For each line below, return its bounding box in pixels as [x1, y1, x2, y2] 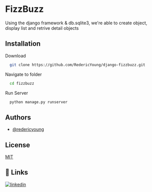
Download [5, 53, 26, 59]
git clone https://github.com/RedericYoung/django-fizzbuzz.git [9, 62, 146, 67]
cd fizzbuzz [9, 81, 35, 86]
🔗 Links [5, 168, 28, 177]
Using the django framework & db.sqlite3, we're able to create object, [5, 20, 148, 26]
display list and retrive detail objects [5, 25, 79, 31]
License [5, 140, 30, 149]
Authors [5, 113, 31, 122]
